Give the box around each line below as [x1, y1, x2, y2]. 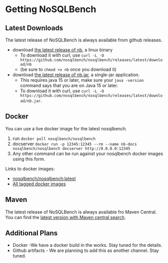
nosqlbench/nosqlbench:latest [12, 175, 76, 181]
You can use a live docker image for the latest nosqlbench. [5, 125, 127, 132]
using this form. [12, 155, 45, 162]
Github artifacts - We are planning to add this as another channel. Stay [12, 247, 159, 253]
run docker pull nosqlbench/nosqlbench [12, 135, 96, 141]
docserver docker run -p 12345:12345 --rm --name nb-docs [12, 140, 137, 147]
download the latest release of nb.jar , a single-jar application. [12, 72, 140, 78]
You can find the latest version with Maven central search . [5, 214, 126, 220]
